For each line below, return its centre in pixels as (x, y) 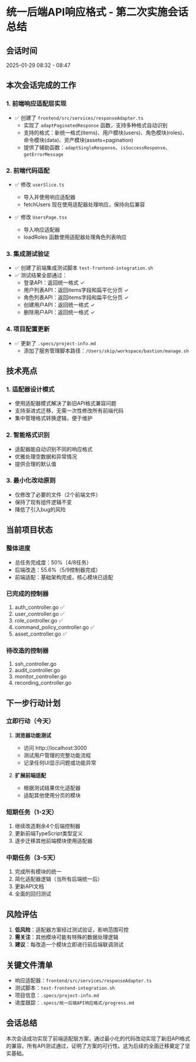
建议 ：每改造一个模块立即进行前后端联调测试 (69, 945)
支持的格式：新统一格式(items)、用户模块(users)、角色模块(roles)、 (105, 132)
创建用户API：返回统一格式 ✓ (59, 305)
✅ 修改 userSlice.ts (40, 184)
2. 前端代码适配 (28, 171)
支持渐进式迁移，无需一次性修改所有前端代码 (69, 411)
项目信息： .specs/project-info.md (57, 995)
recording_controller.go (43, 683)
